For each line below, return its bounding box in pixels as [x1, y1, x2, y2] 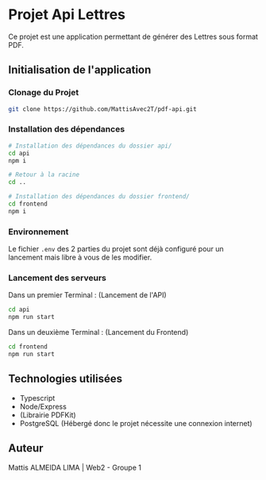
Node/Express [19, 401, 67, 411]
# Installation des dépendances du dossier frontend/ [8, 193, 191, 201]
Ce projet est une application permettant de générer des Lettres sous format [8, 32, 258, 41]
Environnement [8, 226, 69, 237]
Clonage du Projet [8, 87, 79, 98]
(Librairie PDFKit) [19, 410, 77, 420]
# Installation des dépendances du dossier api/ [8, 141, 172, 150]
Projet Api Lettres [8, 6, 125, 24]
